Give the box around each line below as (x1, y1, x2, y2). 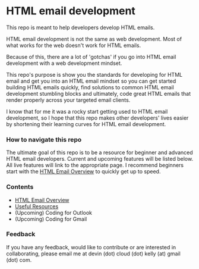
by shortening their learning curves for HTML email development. (6, 120, 166, 127)
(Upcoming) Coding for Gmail (14, 215, 87, 223)
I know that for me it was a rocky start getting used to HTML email (6, 108, 168, 115)
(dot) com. (6, 256, 32, 263)
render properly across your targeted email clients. (6, 96, 131, 104)
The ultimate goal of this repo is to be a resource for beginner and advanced (6, 149, 193, 156)
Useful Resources (14, 202, 59, 209)
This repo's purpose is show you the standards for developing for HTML (6, 71, 183, 78)
